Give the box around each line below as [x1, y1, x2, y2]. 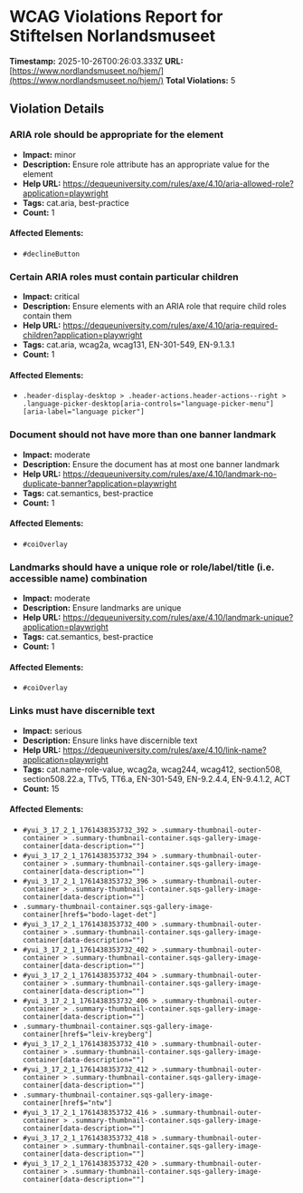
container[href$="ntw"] [22, 1098, 113, 1108]
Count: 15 [22, 783, 60, 794]
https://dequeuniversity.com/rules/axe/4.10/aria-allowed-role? [62, 178, 294, 189]
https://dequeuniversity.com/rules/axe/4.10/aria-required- [62, 320, 279, 331]
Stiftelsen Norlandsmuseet [9, 25, 216, 46]
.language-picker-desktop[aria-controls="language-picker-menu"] [22, 399, 274, 409]
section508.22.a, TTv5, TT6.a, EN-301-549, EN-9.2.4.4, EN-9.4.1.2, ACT [22, 773, 291, 784]
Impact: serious [22, 725, 82, 736]
